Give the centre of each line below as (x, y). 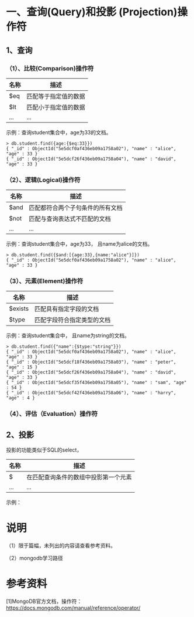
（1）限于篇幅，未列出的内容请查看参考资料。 (61, 545)
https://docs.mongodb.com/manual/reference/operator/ (73, 608)
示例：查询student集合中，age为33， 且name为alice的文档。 (79, 244)
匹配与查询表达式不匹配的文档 (70, 219)
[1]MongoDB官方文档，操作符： (44, 601)
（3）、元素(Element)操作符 (45, 281)
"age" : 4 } (20, 398)
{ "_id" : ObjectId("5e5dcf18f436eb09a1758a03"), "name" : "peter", (91, 362)
